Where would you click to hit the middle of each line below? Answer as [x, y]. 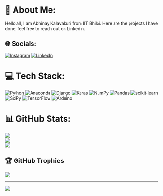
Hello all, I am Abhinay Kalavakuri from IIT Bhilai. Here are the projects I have [81, 23]
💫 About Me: [31, 10]
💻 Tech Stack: [35, 76]
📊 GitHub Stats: [38, 118]
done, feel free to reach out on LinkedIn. [45, 28]
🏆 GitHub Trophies [35, 161]
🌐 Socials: [21, 44]
